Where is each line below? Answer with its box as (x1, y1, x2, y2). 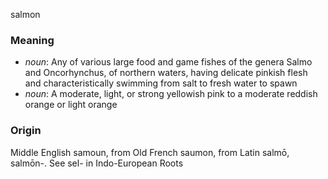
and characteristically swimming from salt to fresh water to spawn (24, 77, 298, 89)
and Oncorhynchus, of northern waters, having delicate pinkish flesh (24, 67, 308, 79)
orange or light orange (24, 99, 118, 111)
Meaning (10, 33, 55, 47)
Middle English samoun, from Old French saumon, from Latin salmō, (10, 146, 290, 158)
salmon (10, 9, 41, 20)
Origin (10, 124, 42, 138)
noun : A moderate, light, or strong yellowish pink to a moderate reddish (24, 88, 318, 100)
